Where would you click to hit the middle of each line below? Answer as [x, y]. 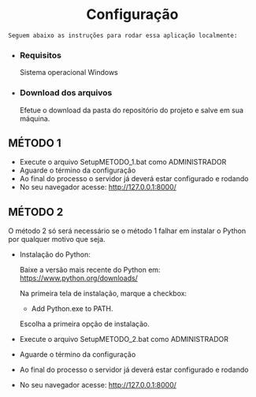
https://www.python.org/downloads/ [78, 278]
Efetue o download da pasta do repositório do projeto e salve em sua [132, 110]
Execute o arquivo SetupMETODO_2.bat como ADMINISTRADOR [124, 339]
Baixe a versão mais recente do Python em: [90, 270]
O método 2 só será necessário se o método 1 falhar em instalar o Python [127, 231]
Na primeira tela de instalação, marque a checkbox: [103, 294]
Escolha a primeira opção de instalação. [84, 324]
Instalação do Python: [55, 254]
